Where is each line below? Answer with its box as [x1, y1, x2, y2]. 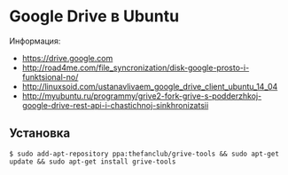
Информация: [9, 36, 61, 46]
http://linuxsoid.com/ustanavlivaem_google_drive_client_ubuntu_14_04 [21, 81, 278, 91]
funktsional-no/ [21, 71, 79, 82]
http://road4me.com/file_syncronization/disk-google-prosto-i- [21, 62, 250, 73]
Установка [9, 126, 71, 141]
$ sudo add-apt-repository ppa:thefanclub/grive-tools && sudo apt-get [9, 149, 279, 158]
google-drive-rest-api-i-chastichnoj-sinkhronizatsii [21, 99, 209, 110]
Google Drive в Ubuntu [9, 6, 180, 27]
